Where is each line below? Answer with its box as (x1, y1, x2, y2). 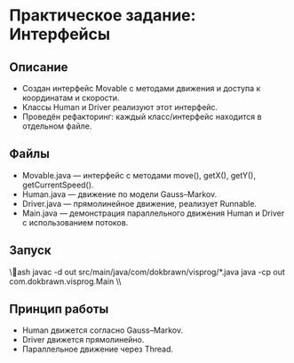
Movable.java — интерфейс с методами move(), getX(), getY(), (21, 170, 256, 180)
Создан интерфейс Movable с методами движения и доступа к (21, 83, 261, 93)
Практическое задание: (9, 5, 196, 26)
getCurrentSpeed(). (21, 179, 94, 190)
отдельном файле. (21, 121, 92, 131)
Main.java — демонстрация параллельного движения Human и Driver (21, 208, 285, 218)
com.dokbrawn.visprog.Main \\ (9, 276, 122, 287)
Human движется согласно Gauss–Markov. (21, 325, 184, 335)
